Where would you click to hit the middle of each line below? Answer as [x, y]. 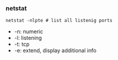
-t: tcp [22, 44]
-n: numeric [29, 31]
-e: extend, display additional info [55, 50]
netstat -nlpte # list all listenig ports [59, 21]
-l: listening [28, 38]
